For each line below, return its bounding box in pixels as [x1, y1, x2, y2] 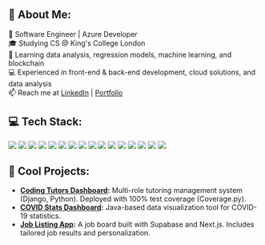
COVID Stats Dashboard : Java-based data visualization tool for [19, 203, 231, 212]
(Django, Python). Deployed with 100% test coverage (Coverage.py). [19, 194, 247, 204]
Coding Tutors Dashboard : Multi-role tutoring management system [19, 186, 243, 195]
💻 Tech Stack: [8, 115, 82, 129]
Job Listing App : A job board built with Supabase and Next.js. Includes [19, 219, 255, 229]
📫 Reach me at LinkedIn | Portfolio [8, 87, 123, 97]
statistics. [29, 211, 62, 221]
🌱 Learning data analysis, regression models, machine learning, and [8, 50, 232, 59]
